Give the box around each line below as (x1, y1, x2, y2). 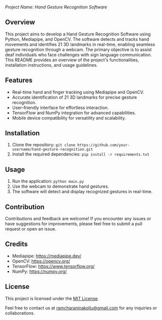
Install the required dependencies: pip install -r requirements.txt (12, 151, 150, 157)
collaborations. (5, 310, 35, 316)
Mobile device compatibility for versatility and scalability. (12, 115, 126, 121)
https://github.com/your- (77, 143, 130, 148)
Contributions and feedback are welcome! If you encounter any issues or (5, 216, 151, 222)
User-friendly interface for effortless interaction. (12, 105, 109, 110)
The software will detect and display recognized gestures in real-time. (12, 189, 153, 195)
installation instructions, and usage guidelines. (5, 62, 98, 68)
